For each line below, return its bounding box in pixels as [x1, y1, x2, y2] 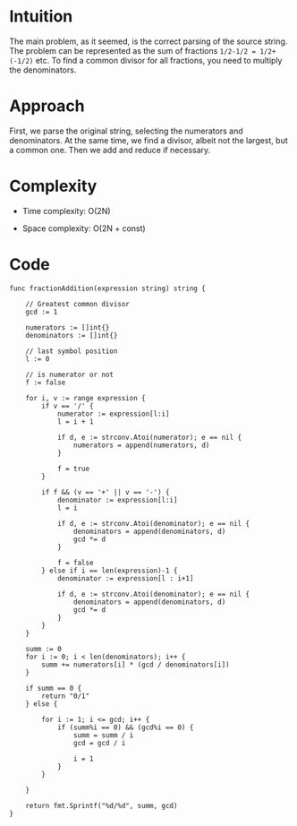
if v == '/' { [41, 401, 94, 410]
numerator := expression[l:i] [56, 409, 170, 418]
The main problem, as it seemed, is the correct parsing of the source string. [9, 36, 288, 47]
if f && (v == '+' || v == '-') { [41, 487, 170, 496]
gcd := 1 [25, 307, 58, 316]
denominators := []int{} [25, 331, 118, 340]
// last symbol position [25, 347, 118, 356]
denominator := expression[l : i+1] [56, 573, 194, 583]
